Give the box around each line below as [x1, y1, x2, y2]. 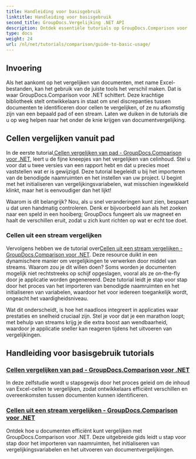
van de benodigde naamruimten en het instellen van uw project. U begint [6, 174, 183, 181]
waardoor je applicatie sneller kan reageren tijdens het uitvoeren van [6, 325, 172, 332]
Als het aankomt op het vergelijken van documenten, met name [6, 79, 159, 86]
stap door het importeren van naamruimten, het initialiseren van [6, 440, 160, 447]
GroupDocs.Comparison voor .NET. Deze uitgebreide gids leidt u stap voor [6, 433, 187, 440]
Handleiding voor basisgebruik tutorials [6, 348, 154, 358]
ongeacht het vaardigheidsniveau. [6, 295, 89, 302]
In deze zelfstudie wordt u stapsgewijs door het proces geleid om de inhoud [6, 379, 190, 386]
